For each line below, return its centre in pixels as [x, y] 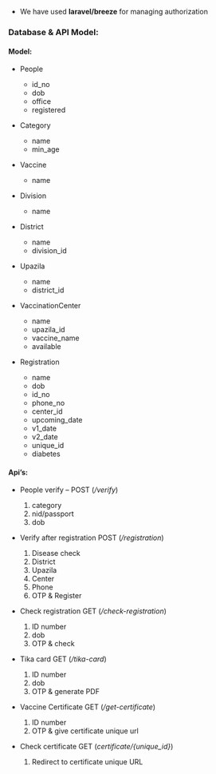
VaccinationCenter [50, 306]
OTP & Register [57, 596]
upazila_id [48, 330]
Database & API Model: [54, 32]
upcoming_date [57, 420]
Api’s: [18, 472]
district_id [48, 290]
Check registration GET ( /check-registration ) [93, 611]
